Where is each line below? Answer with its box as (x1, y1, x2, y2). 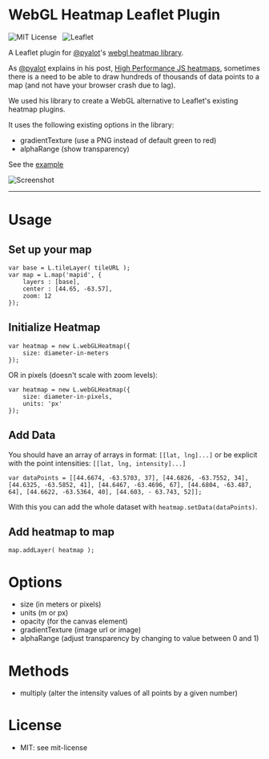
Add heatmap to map (8, 525, 114, 538)
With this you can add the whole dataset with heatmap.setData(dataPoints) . (8, 501, 258, 511)
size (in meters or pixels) (19, 599, 102, 609)
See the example (8, 159, 64, 169)
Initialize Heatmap (8, 321, 101, 335)
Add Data (8, 428, 56, 442)
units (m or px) (19, 608, 69, 618)
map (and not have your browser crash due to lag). (8, 80, 176, 90)
